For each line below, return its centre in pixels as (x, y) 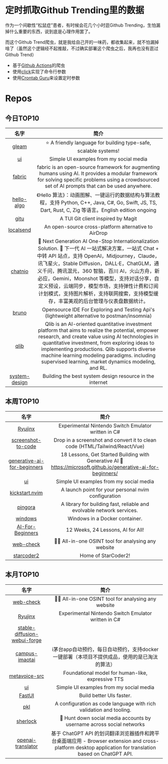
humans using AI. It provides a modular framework (98, 173)
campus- (27, 653)
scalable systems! (98, 151)
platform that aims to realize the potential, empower (98, 330)
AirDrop (98, 233)
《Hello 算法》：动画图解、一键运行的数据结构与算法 (96, 195)
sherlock (26, 721)
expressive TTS (105, 679)
